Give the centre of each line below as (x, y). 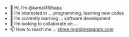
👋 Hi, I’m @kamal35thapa (36, 8)
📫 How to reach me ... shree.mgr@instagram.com (62, 29)
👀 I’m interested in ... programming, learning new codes (67, 13)
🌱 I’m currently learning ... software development (60, 18)
